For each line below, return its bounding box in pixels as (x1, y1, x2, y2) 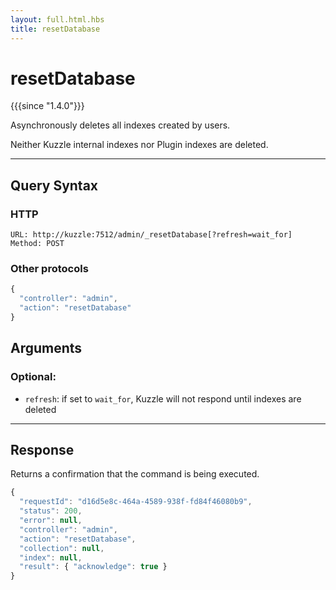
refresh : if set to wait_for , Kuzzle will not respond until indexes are (24, 392, 302, 405)
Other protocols (10, 262, 89, 276)
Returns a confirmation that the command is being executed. (10, 468, 260, 480)
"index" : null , (19, 552, 83, 563)
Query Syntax (10, 177, 99, 194)
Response (10, 442, 75, 458)
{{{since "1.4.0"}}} (10, 100, 85, 112)
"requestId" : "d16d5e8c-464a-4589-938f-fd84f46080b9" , (19, 497, 253, 507)
